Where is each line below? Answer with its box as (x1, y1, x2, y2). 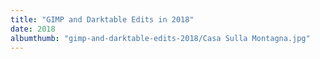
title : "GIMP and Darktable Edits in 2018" (10, 14, 195, 25)
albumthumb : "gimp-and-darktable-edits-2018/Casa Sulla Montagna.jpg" (10, 33, 311, 43)
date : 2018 (10, 24, 56, 34)
